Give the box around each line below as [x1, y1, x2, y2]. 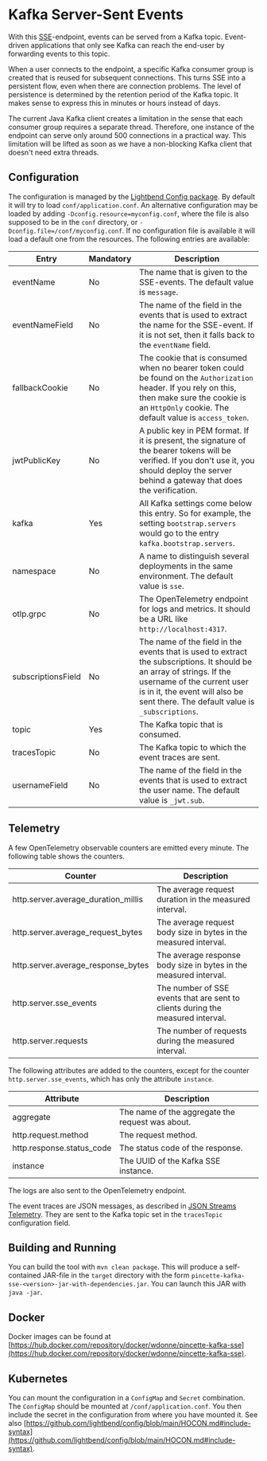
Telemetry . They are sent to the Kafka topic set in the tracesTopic [8, 1209, 223, 1219]
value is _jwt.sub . [138, 795, 205, 806]
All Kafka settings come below [138, 497, 253, 509]
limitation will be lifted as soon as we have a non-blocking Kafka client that [8, 139, 253, 148]
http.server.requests [12, 1035, 89, 1046]
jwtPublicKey [12, 454, 61, 465]
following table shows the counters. [8, 851, 126, 861]
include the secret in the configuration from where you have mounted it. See [8, 1410, 258, 1420]
